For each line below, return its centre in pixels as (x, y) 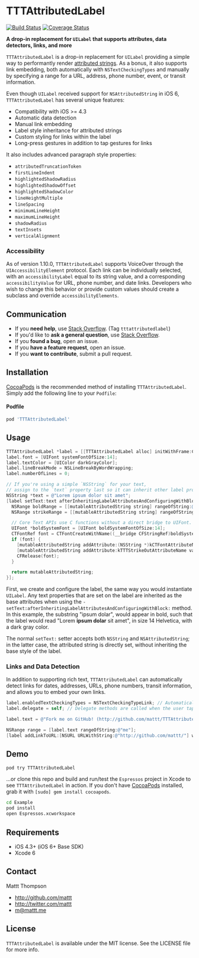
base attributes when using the (44, 602)
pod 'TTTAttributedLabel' (38, 420)
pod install (21, 808)
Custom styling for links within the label (63, 136)
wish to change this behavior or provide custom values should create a (93, 289)
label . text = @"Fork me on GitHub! (50, 720)
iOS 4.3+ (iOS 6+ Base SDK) (49, 846)
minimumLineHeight (37, 211)
